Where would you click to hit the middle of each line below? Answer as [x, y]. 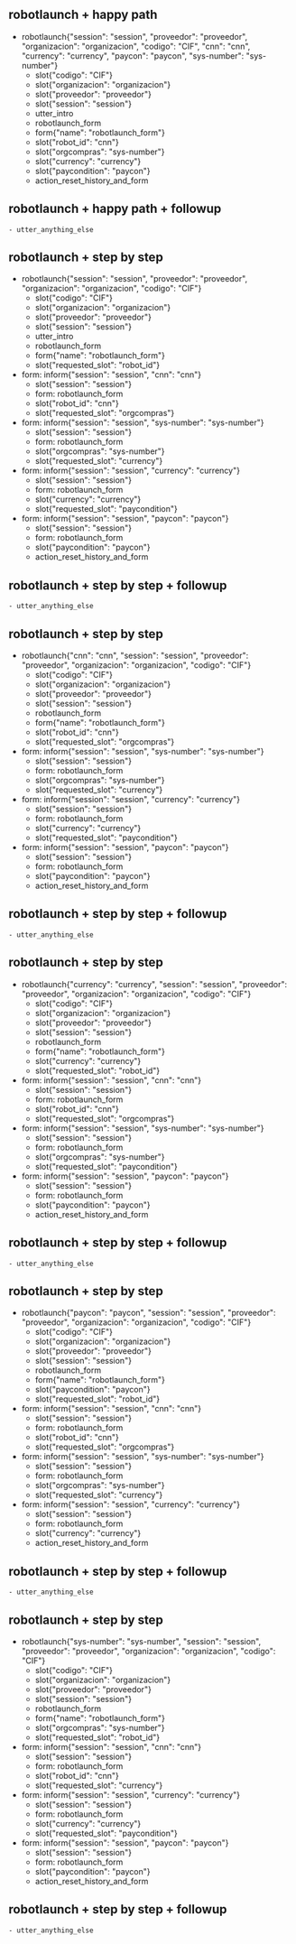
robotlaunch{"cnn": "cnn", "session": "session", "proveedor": [135, 656]
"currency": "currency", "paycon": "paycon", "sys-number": [133, 56]
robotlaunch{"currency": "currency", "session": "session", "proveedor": [154, 984]
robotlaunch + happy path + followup [115, 209]
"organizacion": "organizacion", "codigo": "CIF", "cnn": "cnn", [136, 46]
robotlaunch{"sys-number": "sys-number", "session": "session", [141, 1641]
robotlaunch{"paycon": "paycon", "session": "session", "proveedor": [148, 1313]
